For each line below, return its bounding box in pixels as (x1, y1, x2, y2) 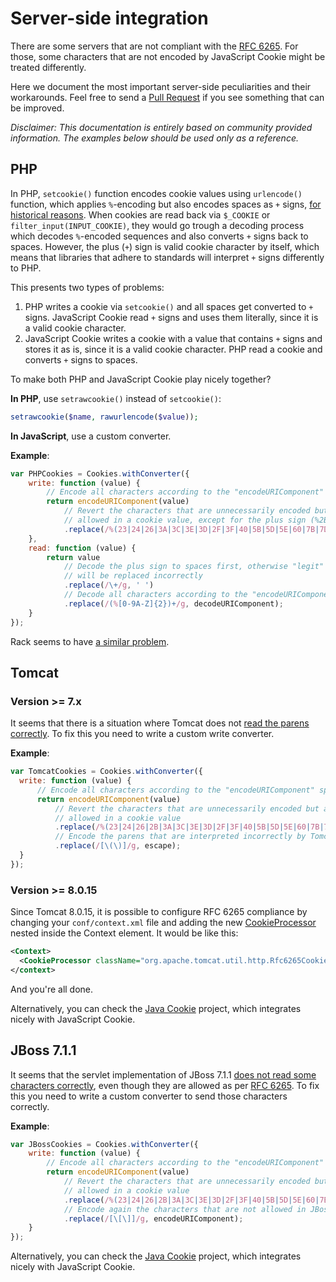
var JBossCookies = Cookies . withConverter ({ (10, 1139, 199, 1149)
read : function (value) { (28, 543, 137, 553)
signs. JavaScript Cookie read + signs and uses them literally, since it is (24, 311, 319, 323)
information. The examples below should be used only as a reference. (10, 132, 299, 144)
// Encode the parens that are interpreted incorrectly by (54, 832, 307, 842)
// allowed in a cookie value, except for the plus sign (63, 515, 307, 525)
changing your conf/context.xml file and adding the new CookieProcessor (10, 917, 317, 929)
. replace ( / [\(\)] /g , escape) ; (54, 841, 182, 851)
